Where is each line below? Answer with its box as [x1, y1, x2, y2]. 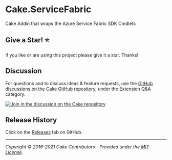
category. [5, 91, 26, 97]
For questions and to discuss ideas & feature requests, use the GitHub [5, 80, 153, 86]
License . [5, 149, 24, 155]
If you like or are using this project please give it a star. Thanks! [5, 52, 139, 58]
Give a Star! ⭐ [5, 36, 50, 44]
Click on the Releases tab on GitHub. [5, 129, 83, 136]
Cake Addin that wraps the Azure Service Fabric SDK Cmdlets [5, 20, 136, 26]
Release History [5, 116, 57, 124]
